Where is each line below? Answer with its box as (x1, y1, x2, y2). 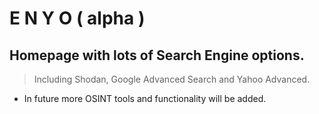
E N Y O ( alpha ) (9, 7, 146, 30)
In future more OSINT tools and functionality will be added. (23, 93, 267, 104)
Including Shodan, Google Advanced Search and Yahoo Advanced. (33, 73, 311, 85)
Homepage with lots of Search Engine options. (9, 47, 305, 64)
